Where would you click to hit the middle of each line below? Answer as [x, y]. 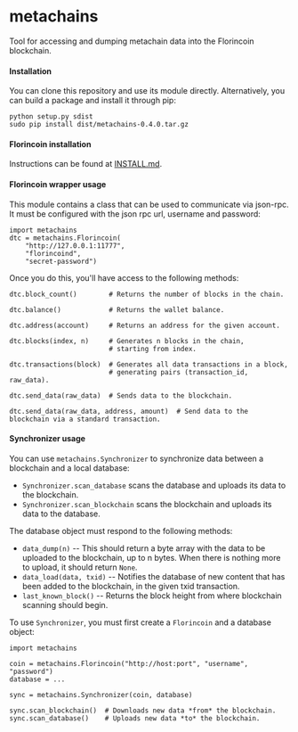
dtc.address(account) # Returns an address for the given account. [145, 325]
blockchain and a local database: [70, 468]
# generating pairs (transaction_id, [178, 372]
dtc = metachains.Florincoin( [65, 238]
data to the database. [61, 514]
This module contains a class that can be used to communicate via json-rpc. [149, 204]
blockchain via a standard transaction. [85, 419]
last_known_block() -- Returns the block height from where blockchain [152, 596]
